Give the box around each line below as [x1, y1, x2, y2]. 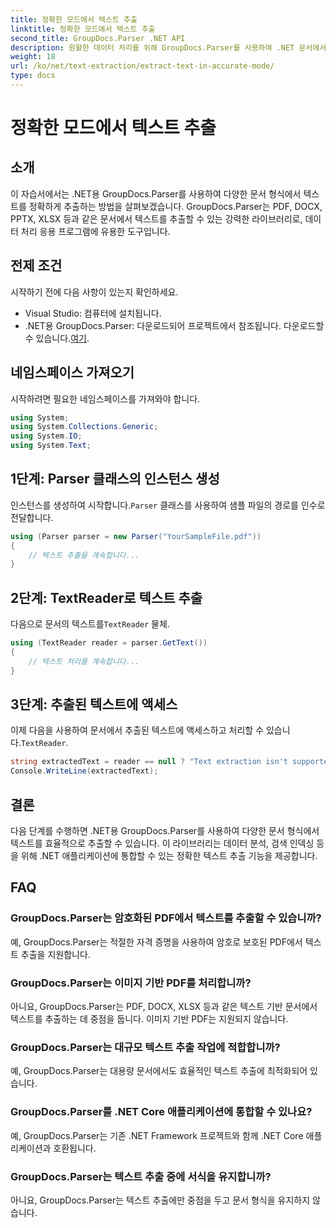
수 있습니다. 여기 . [24, 332, 90, 344]
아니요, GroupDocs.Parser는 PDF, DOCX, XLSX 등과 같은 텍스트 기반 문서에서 [10, 1000, 318, 1012]
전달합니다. [10, 511, 54, 523]
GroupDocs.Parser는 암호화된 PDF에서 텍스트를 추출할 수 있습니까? [10, 911, 322, 925]
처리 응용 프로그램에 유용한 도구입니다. [20, 225, 171, 237]
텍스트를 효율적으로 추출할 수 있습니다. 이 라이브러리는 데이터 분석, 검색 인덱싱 [10, 837, 315, 849]
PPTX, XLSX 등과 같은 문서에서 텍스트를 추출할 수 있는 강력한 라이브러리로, [10, 212, 303, 225]
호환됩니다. [53, 1142, 97, 1154]
